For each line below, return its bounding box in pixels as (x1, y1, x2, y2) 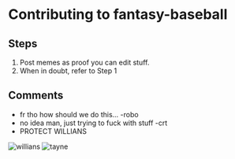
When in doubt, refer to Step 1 (19, 66, 117, 76)
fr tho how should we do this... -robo (19, 109, 140, 119)
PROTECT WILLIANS (19, 126, 88, 135)
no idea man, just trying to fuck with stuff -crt (19, 118, 168, 128)
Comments (8, 89, 64, 102)
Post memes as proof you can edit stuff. (19, 57, 150, 67)
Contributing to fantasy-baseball (8, 6, 228, 24)
